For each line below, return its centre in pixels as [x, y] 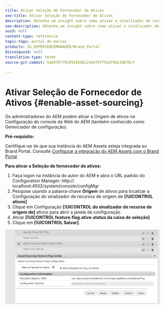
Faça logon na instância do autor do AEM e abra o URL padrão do [79, 176]
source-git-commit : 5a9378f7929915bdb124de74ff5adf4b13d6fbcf [70, 62]
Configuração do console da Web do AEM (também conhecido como [75, 122]
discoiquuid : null [24, 52]
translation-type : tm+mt [30, 57]
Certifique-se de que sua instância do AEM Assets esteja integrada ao [76, 146]
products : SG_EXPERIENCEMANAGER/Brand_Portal [52, 47]
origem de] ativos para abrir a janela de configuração [66, 212]
